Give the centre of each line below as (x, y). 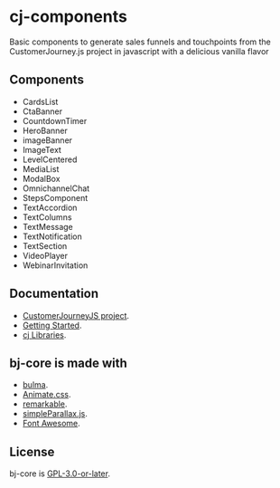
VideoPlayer (45, 255)
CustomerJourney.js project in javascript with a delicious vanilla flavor (139, 51)
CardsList (40, 101)
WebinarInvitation (55, 265)
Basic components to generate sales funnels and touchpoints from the (140, 42)
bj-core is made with (69, 363)
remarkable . (45, 404)
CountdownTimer (55, 120)
